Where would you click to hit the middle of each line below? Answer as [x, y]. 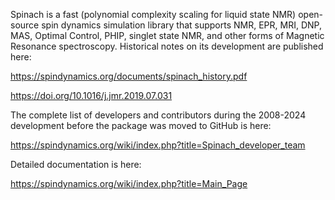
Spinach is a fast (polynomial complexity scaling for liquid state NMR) [153, 14]
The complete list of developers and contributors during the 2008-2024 [158, 115]
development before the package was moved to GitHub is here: [141, 125]
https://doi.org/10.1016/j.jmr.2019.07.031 [91, 95]
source [25, 25]
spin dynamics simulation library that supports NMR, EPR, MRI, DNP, [181, 25]
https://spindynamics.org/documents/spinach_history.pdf [129, 76]
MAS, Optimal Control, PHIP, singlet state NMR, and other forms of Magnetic [167, 35]
